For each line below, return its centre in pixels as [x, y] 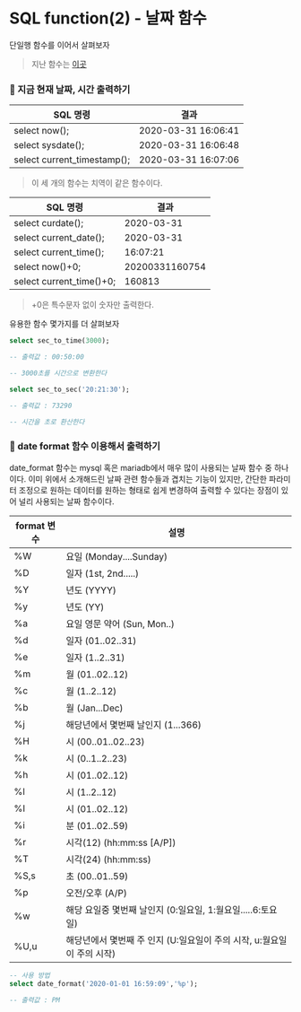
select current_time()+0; [65, 282]
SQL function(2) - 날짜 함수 [108, 18]
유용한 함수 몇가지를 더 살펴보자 [64, 324]
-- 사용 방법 [30, 975]
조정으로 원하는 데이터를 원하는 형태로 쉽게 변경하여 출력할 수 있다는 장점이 [149, 490]
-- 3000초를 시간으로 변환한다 [58, 373]
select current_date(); [59, 238]
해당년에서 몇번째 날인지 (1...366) [133, 725]
